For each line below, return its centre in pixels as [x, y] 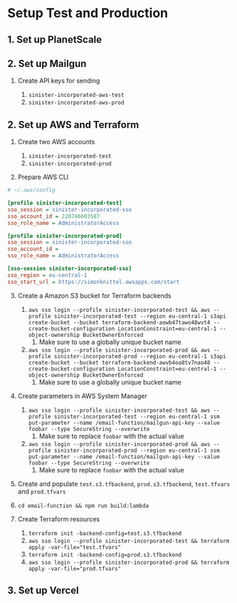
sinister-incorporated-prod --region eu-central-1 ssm [137, 450]
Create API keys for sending [59, 81]
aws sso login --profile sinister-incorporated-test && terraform [129, 541]
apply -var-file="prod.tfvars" [75, 569]
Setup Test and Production [88, 13]
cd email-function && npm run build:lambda [83, 506]
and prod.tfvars [42, 491]
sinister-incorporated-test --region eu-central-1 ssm [137, 416]
